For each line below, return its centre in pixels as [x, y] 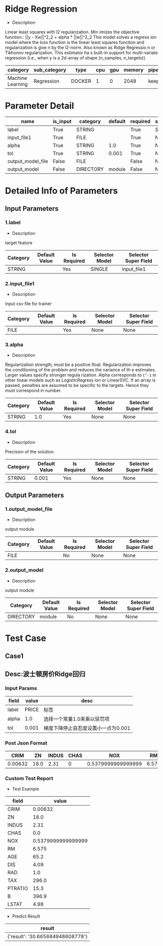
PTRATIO [18, 888]
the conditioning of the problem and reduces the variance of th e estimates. [81, 370]
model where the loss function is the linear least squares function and [75, 42]
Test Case [26, 638]
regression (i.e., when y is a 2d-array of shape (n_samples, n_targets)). [76, 58]
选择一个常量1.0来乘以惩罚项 [77, 719]
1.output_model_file [29, 509]
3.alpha [14, 345]
